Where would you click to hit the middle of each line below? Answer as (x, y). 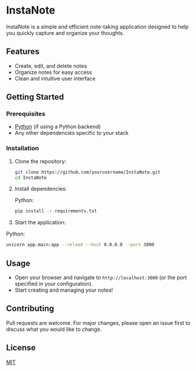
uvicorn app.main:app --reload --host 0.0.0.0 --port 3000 (80, 245)
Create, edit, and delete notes (51, 66)
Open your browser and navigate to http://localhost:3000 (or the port (101, 278)
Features (23, 52)
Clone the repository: (40, 161)
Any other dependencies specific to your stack (71, 133)
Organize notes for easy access (53, 72)
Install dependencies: (41, 189)
